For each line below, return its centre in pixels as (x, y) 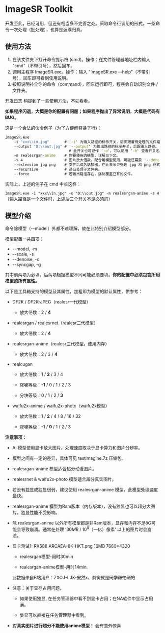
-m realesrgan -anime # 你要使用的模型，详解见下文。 (67, 156)
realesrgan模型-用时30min (46, 557)
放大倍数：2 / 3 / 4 (39, 354)
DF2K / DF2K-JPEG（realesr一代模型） (51, 302)
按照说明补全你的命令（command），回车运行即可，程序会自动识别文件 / (85, 84)
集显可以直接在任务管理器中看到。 (54, 615)
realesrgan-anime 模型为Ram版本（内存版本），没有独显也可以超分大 (82, 506)
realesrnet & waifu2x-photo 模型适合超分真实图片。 (64, 479)
